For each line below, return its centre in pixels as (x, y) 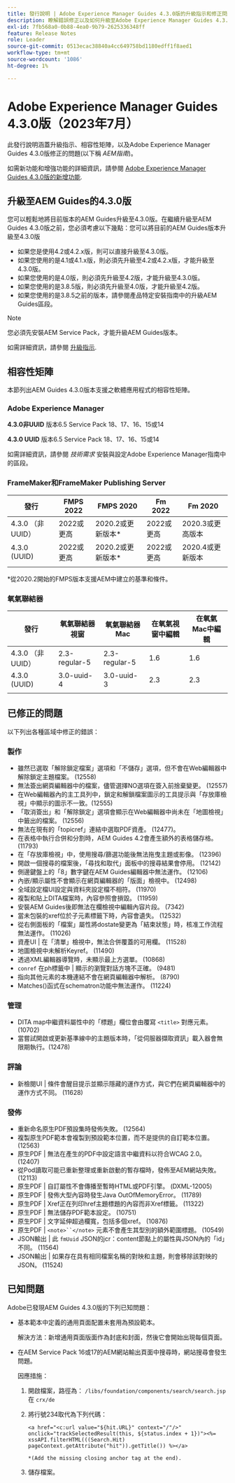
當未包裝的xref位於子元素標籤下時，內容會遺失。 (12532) (99, 916)
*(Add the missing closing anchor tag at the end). (105, 1458)
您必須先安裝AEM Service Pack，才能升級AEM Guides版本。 (94, 333)
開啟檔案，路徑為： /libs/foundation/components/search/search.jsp (127, 1391)
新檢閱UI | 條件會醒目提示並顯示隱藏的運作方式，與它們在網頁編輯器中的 (121, 1084)
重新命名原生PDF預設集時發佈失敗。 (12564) (81, 1129)
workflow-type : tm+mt (39, 53)
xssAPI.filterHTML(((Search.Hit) (77, 1440)
